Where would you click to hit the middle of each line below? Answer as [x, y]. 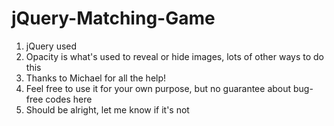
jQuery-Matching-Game [113, 18]
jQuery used [51, 46]
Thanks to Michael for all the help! [96, 78]
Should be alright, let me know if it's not [107, 109]
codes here [69, 99]
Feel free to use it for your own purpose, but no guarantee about [158, 88]
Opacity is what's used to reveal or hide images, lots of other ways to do [174, 56]
